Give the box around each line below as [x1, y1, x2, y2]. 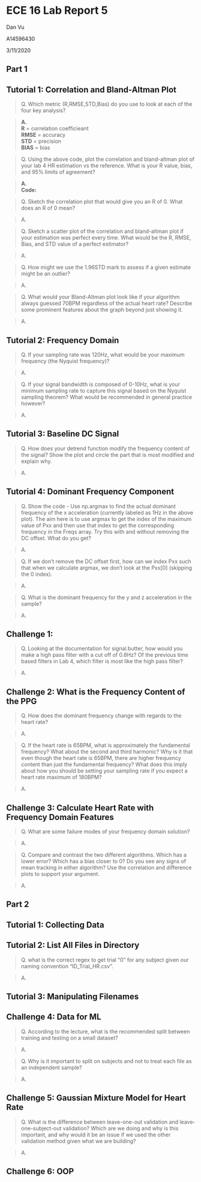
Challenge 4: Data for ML [6, 1012, 101, 1022]
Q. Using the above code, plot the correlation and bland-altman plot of [20, 155, 195, 163]
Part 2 [6, 899, 29, 909]
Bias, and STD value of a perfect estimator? [20, 241, 129, 248]
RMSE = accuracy [20, 131, 66, 139]
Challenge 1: [6, 629, 53, 639]
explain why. [20, 457, 52, 465]
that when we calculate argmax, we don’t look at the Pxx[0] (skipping [20, 564, 193, 571]
